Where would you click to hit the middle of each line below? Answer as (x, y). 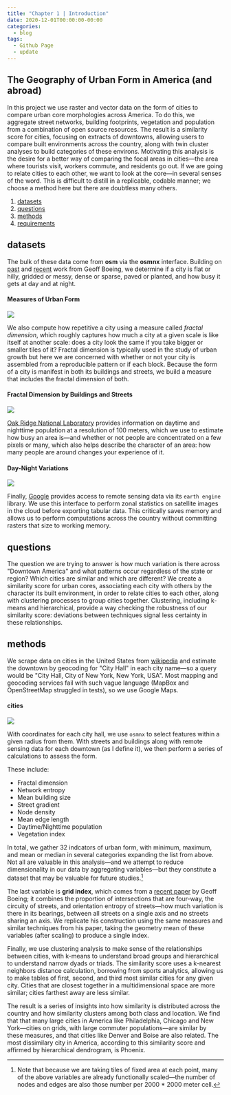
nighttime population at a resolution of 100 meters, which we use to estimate (115, 430)
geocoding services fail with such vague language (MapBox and (98, 683)
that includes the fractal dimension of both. (68, 379)
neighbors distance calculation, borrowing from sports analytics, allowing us (115, 970)
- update (26, 52)
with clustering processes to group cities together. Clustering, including (108, 600)
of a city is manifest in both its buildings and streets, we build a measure (109, 371)
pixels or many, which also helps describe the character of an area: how (109, 445)
